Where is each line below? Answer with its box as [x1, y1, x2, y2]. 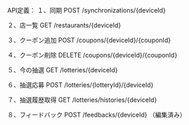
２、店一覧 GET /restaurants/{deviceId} [7, 21, 122, 29]
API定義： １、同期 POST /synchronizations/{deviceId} [7, 6, 167, 14]
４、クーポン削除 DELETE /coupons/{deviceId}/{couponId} [7, 51, 178, 59]
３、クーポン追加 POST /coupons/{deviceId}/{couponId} [7, 36, 171, 44]
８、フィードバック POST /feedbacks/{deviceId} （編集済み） [7, 111, 186, 119]
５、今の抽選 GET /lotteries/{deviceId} [7, 66, 118, 74]
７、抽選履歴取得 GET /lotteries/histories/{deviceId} [7, 96, 157, 104]
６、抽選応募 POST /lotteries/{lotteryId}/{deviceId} [7, 81, 154, 89]
